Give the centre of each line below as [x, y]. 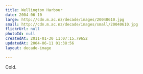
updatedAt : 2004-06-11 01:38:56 [40, 43]
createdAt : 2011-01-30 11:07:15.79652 [46, 39]
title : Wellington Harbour [34, 10]
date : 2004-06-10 [24, 15]
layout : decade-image [28, 48]
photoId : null [20, 34]
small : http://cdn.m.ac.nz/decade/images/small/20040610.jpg [72, 24]
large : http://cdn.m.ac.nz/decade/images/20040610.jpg [65, 19]
